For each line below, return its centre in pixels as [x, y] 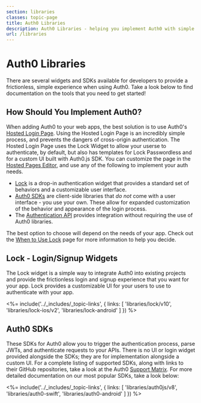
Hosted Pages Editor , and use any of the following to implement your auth [97, 165]
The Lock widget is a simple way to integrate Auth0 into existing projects [96, 273]
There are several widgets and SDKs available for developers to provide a [97, 81]
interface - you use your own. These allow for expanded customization [102, 202]
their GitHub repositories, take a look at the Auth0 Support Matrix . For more [99, 369]
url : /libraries [26, 34]
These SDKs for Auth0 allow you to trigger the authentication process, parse [101, 343]
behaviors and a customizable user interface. [71, 189]
